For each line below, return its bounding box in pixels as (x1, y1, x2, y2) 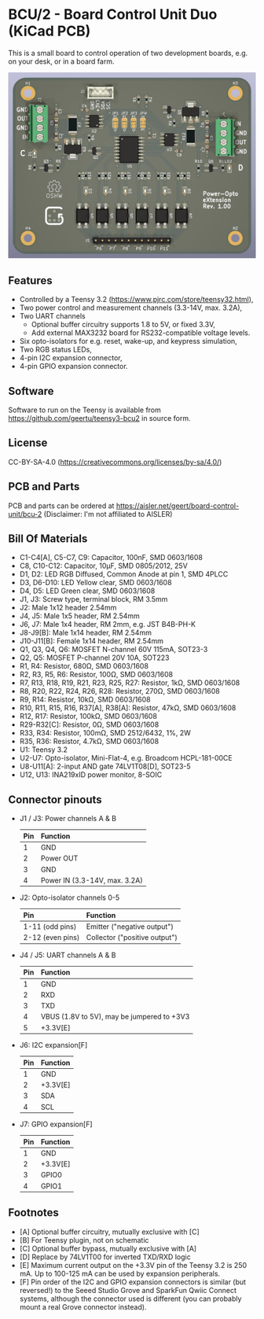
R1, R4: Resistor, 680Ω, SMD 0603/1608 (19, 661, 149, 671)
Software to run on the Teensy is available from (8, 405, 161, 414)
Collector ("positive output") (86, 933, 178, 942)
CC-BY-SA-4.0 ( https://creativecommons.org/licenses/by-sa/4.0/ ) (8, 457, 222, 466)
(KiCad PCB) (8, 22, 91, 40)
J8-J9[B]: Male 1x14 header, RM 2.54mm (19, 628, 152, 638)
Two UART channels (19, 311, 86, 321)
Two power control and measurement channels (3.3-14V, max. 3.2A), (19, 303, 243, 312)
